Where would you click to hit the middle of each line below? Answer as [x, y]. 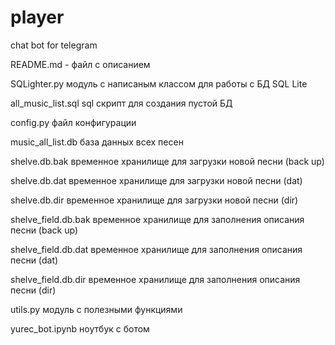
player [37, 17]
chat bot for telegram [54, 45]
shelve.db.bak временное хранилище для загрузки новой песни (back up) [167, 161]
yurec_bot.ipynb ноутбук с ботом [80, 328]
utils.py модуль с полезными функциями [96, 309]
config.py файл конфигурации [73, 122]
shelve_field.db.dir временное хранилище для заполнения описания [155, 279]
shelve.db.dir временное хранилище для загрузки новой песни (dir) [154, 200]
